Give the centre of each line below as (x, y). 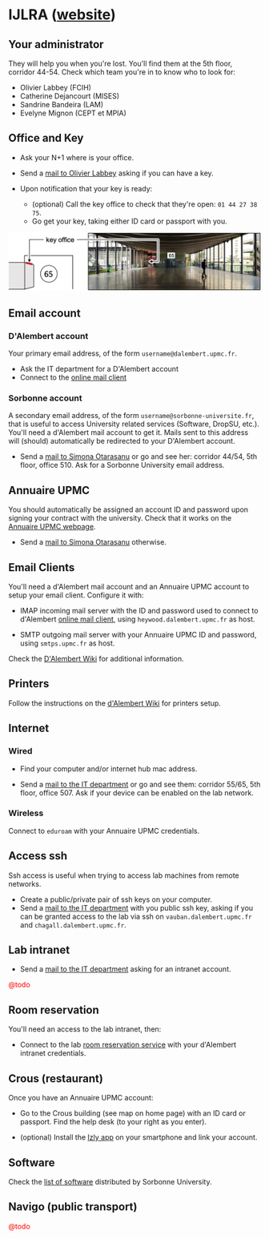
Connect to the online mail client (73, 377)
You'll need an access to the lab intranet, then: (85, 1029)
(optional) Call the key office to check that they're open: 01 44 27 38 (145, 204)
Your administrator (56, 44)
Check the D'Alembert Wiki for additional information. (96, 659)
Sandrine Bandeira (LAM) (62, 105)
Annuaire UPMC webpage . (52, 527)
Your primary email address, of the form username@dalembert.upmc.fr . (123, 353)
